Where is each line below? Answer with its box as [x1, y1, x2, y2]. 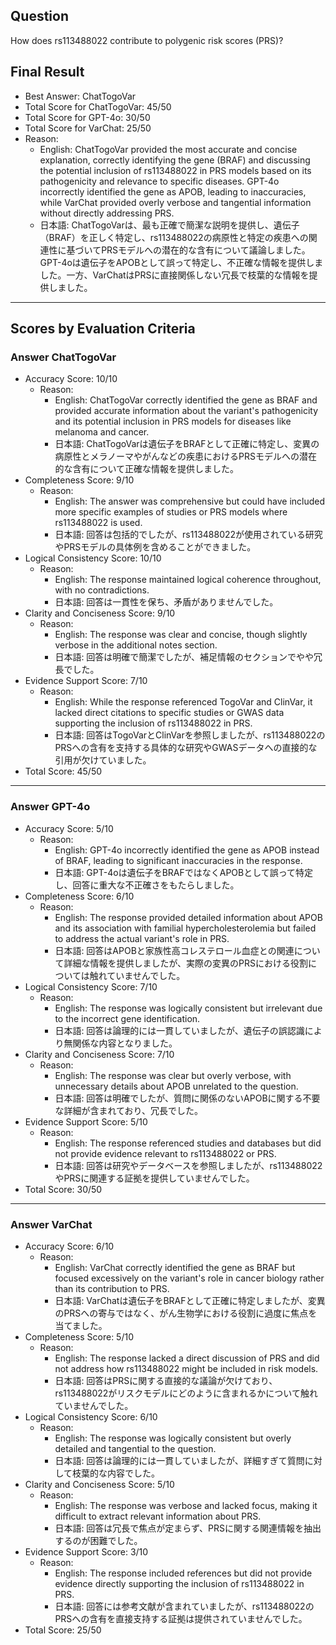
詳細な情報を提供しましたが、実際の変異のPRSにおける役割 [63, 957, 309, 969]
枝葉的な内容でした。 [71, 1467, 160, 1479]
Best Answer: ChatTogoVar [24, 90, 137, 102]
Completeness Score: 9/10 [24, 474, 135, 486]
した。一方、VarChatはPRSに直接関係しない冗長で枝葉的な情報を [39, 269, 310, 281]
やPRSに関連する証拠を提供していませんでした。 [54, 1172, 255, 1184]
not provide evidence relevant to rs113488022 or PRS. [54, 1147, 277, 1159]
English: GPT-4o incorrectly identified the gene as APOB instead [54, 844, 320, 856]
